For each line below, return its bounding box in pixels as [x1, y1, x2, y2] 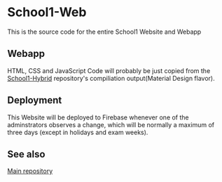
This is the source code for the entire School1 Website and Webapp [7, 27, 202, 36]
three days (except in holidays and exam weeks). [7, 128, 148, 136]
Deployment [7, 94, 62, 106]
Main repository [7, 167, 53, 176]
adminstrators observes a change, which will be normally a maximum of [7, 120, 215, 129]
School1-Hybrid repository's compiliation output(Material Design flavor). [7, 74, 215, 82]
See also [7, 148, 46, 160]
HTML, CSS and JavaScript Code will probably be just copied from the [7, 66, 211, 74]
